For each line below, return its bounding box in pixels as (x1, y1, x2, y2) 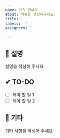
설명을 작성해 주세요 (5, 63, 44, 69)
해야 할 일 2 (12, 98, 35, 103)
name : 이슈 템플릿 (5, 7, 38, 12)
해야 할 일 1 (12, 92, 34, 98)
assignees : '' (5, 26, 35, 31)
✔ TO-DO (5, 78, 35, 86)
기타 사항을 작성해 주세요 (5, 128, 53, 134)
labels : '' (5, 21, 28, 26)
